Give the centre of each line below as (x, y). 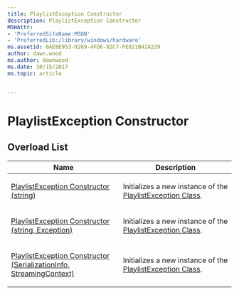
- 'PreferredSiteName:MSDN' (49, 34)
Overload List (38, 147)
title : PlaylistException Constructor (65, 14)
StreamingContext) (43, 273)
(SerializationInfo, (40, 264)
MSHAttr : (20, 27)
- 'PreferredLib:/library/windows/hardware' (74, 41)
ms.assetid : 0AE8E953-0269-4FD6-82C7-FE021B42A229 (84, 47)
